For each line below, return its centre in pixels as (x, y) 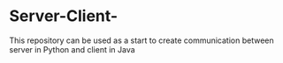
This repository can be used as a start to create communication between (141, 40)
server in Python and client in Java (72, 49)
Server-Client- (64, 16)
